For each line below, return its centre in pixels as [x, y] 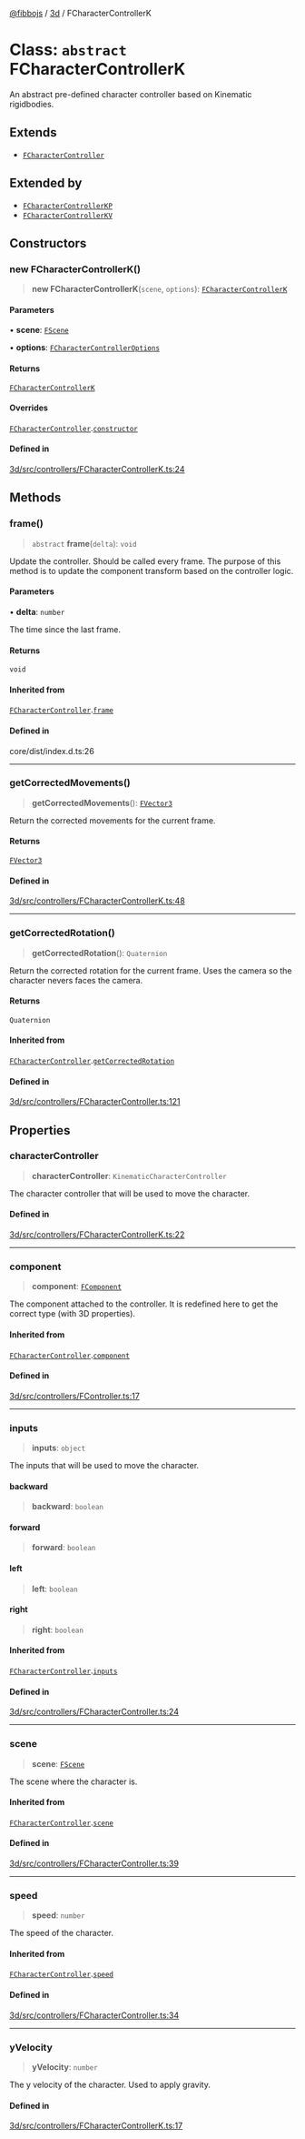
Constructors [48, 243]
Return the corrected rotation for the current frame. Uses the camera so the [151, 970]
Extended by [46, 183]
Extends [33, 132]
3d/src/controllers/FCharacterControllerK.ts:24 [97, 469]
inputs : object [59, 1448]
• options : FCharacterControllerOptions [85, 348]
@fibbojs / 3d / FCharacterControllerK [80, 13]
